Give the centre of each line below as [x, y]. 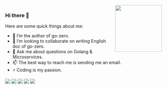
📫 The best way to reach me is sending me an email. [67, 63]
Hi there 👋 [17, 15]
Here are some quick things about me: [44, 26]
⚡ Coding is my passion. [37, 70]
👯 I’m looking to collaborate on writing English [59, 41]
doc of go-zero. [28, 46]
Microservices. [28, 57]
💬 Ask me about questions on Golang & [52, 52]
